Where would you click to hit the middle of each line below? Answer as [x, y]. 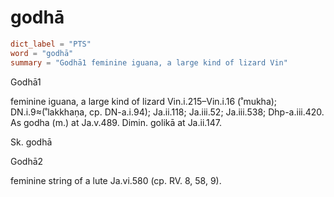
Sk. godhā [31, 142]
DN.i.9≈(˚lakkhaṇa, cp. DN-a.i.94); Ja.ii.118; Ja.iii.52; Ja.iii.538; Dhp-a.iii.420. [167, 112]
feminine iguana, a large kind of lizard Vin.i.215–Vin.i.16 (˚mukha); [144, 101]
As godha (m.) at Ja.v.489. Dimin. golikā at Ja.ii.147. [116, 122]
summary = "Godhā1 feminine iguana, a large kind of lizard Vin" [149, 62]
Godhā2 [27, 161]
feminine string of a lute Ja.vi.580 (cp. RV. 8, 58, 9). [116, 180]
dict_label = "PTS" [51, 44]
